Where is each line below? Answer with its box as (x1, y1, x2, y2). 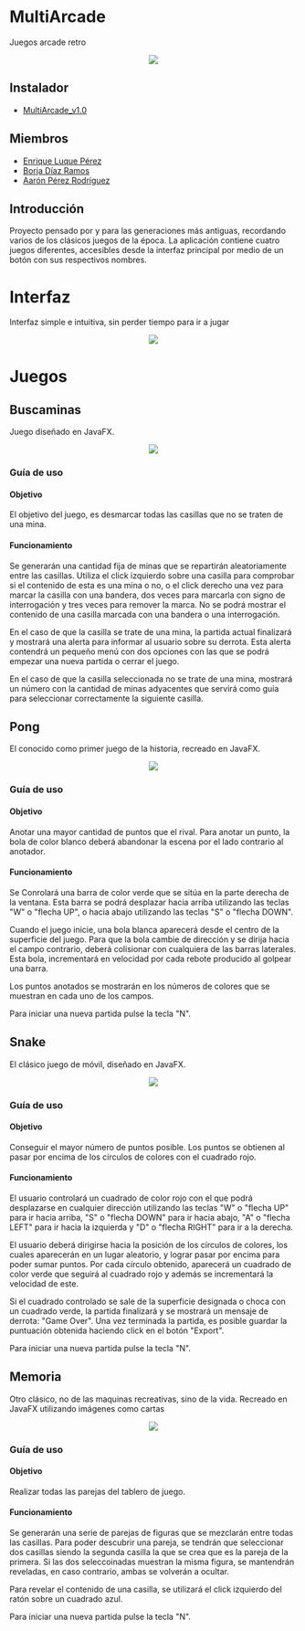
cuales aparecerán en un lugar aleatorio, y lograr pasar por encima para (9, 1249, 280, 1260)
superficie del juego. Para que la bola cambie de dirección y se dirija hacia (9, 934, 289, 945)
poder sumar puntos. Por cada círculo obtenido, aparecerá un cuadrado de (9, 1258, 292, 1269)
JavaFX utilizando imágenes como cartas (9, 1403, 165, 1414)
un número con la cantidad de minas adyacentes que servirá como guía (9, 683, 279, 694)
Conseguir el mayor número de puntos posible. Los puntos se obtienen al (9, 1141, 286, 1152)
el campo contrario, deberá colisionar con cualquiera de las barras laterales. (9, 943, 297, 954)
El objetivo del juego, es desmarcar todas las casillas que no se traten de (9, 509, 284, 520)
